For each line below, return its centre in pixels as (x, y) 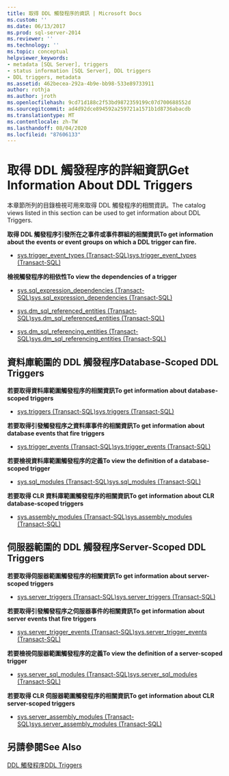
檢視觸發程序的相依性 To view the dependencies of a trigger (92, 277)
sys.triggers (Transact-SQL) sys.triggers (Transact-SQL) (95, 411)
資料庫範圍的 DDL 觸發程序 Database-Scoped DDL (113, 362)
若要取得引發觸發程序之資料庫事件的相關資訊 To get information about (106, 426)
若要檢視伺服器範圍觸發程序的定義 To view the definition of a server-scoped (115, 653)
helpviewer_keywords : (38, 58)
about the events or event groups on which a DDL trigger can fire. (102, 242)
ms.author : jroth (32, 97)
